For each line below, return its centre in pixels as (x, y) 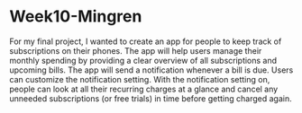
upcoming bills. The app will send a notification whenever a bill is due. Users (151, 70)
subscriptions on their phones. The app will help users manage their (136, 50)
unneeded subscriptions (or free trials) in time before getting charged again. (151, 98)
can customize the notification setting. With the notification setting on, (140, 79)
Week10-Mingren (76, 17)
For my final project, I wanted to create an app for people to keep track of (146, 41)
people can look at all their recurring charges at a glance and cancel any (144, 89)
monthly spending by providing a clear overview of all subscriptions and (143, 60)
